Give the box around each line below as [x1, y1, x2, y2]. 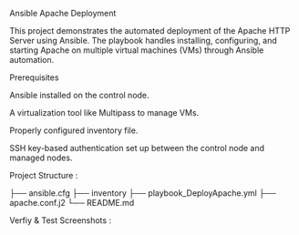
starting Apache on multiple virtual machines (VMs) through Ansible [9, 45, 264, 56]
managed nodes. [9, 152, 73, 163]
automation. [9, 55, 55, 65]
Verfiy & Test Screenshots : [9, 215, 112, 226]
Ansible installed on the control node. [9, 90, 149, 100]
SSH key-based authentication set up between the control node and [9, 143, 265, 153]
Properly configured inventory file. [9, 125, 139, 136]
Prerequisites [9, 72, 59, 83]
